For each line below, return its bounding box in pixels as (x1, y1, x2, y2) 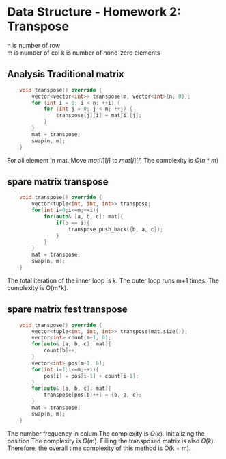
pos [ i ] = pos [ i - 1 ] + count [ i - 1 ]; (43, 372, 139, 380)
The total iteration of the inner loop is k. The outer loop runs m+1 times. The (7, 276, 220, 285)
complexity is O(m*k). (7, 283, 68, 291)
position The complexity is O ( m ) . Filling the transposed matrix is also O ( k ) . (7, 436, 216, 445)
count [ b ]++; (43, 347, 78, 354)
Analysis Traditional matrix (7, 68, 124, 80)
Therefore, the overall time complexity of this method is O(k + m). (7, 444, 191, 452)
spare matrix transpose (7, 176, 109, 187)
